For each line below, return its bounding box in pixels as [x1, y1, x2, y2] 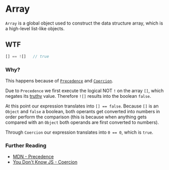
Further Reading [5, 142, 47, 149]
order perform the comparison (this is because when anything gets [5, 114, 147, 120]
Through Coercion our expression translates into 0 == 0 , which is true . [5, 129, 154, 135]
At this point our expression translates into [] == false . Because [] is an [5, 103, 159, 109]
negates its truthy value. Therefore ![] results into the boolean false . [5, 93, 152, 99]
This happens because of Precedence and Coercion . [5, 77, 114, 83]
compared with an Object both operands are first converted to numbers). [5, 119, 159, 125]
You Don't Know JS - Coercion [12, 159, 78, 165]
